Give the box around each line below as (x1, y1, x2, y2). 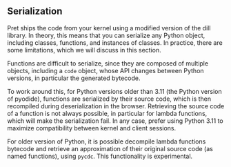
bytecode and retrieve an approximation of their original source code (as (7, 144, 214, 153)
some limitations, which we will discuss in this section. (7, 46, 162, 54)
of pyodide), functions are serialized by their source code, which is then (7, 95, 212, 103)
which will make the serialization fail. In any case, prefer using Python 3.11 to (7, 117, 223, 125)
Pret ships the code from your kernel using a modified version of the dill (7, 23, 211, 32)
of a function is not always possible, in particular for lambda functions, (7, 109, 208, 117)
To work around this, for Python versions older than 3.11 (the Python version (7, 87, 222, 95)
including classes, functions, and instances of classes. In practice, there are (7, 38, 223, 47)
